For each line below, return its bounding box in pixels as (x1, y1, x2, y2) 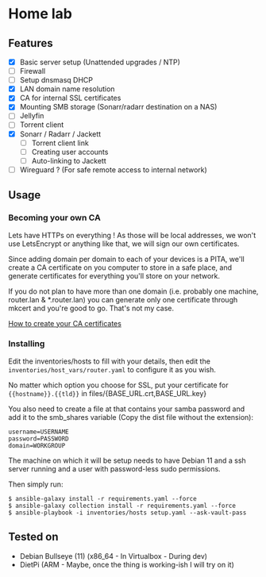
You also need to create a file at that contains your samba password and (8, 404, 245, 414)
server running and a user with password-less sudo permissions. (8, 464, 221, 473)
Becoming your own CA (8, 212, 101, 223)
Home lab (8, 5, 73, 23)
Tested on (8, 530, 59, 544)
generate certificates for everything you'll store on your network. (8, 271, 221, 280)
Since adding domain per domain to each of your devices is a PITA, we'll (8, 254, 245, 263)
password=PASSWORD (8, 434, 69, 443)
